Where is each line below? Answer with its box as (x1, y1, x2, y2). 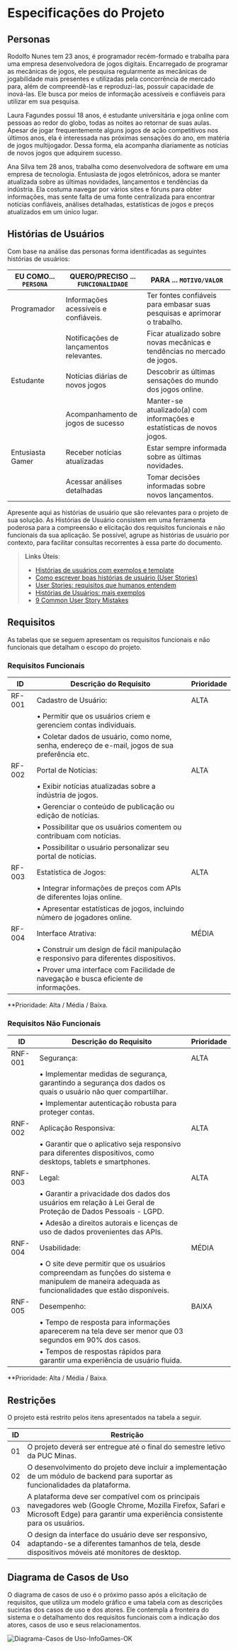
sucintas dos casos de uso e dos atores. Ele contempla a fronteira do (7, 1605, 209, 1614)
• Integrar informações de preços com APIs (36, 883, 181, 893)
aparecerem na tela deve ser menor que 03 (39, 1327, 184, 1336)
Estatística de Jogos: (36, 867, 106, 877)
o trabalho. (146, 317, 183, 327)
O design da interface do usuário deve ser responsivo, (27, 1530, 208, 1540)
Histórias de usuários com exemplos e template (35, 565, 174, 574)
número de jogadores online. (36, 912, 132, 922)
